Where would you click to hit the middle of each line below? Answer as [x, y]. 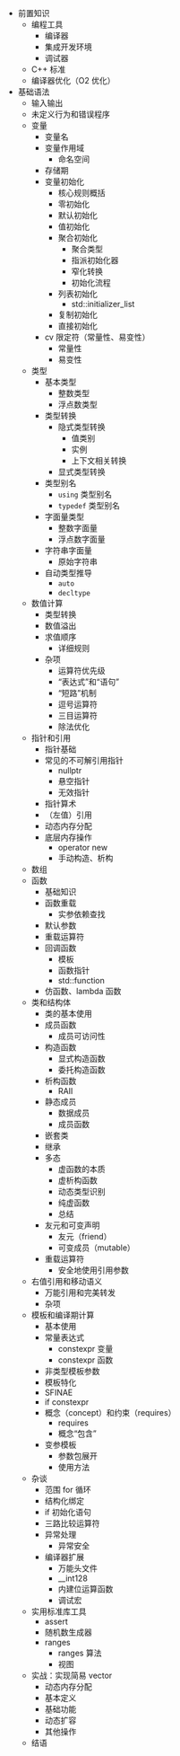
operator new [83, 847]
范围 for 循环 [68, 1490]
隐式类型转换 [81, 427]
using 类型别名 [85, 494]
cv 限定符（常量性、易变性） [97, 337]
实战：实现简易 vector [72, 1675]
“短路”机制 [77, 693]
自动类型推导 [68, 573]
